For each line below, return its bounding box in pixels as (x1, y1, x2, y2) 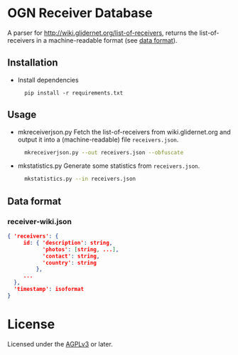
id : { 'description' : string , (23, 239, 113, 246)
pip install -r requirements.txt (24, 89, 124, 97)
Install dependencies (17, 75, 80, 84)
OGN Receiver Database (7, 5, 153, 21)
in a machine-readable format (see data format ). (36, 36, 178, 44)
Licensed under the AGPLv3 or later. (7, 339, 114, 348)
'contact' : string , (42, 253, 100, 260)
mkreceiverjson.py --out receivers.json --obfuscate (24, 149, 184, 156)
